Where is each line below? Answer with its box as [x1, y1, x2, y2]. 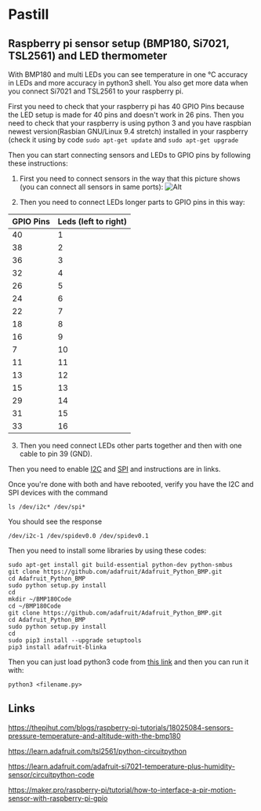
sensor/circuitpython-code [8, 769, 95, 779]
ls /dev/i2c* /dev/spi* [8, 503, 86, 511]
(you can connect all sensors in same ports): [19, 182, 164, 192]
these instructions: [8, 159, 68, 168]
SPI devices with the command [8, 488, 108, 497]
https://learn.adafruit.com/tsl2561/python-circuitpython [8, 746, 187, 755]
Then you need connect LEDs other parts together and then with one [19, 441, 242, 450]
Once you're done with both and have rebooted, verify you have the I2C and [8, 480, 254, 488]
